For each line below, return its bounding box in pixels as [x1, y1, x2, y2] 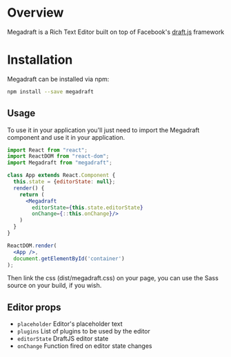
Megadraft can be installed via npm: [7, 75, 110, 83]
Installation [7, 52, 73, 68]
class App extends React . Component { [7, 172, 116, 179]
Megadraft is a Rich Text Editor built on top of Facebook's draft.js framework [7, 28, 225, 36]
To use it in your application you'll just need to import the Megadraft [7, 126, 200, 134]
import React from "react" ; [7, 147, 88, 154]
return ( [19, 191, 45, 198]
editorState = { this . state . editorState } [32, 204, 143, 211]
